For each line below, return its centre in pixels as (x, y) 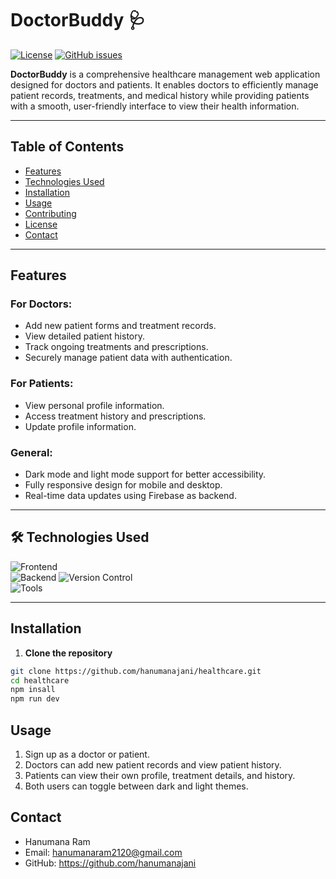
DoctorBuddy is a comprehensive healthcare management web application (165, 74)
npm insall (33, 690)
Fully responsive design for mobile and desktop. (123, 485)
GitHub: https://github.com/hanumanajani (110, 863)
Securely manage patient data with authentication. (128, 358)
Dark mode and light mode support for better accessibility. (145, 474)
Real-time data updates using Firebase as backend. (130, 496)
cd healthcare (40, 680)
